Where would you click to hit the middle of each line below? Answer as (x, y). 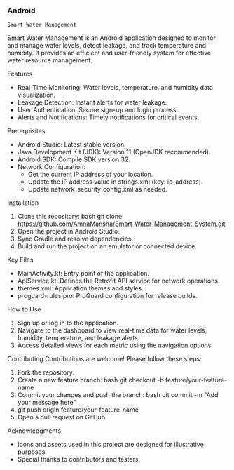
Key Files (20, 260)
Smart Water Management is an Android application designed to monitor (111, 38)
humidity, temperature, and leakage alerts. (78, 338)
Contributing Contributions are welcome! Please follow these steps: (104, 359)
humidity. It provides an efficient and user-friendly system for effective (109, 53)
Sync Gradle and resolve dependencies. (75, 239)
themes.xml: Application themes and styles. (80, 288)
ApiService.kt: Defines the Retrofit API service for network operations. (118, 281)
